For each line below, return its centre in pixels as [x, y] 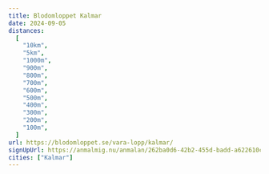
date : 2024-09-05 [37, 23]
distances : [26, 30]
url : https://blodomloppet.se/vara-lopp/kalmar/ [91, 142]
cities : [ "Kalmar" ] [41, 157]
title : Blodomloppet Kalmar [55, 16]
